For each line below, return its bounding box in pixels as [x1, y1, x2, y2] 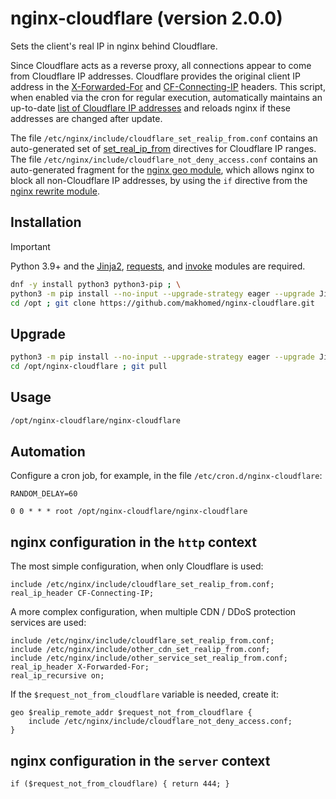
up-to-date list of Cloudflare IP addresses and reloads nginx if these [10, 102, 292, 114]
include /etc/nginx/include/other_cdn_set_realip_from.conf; [10, 645, 271, 655]
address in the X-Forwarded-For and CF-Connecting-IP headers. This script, [10, 80, 326, 92]
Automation [10, 443, 86, 461]
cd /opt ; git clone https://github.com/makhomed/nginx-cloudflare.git [10, 298, 315, 308]
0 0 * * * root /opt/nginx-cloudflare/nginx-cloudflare [10, 507, 248, 517]
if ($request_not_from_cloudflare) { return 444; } [10, 779, 230, 789]
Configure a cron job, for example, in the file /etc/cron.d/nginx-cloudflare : [10, 470, 323, 482]
